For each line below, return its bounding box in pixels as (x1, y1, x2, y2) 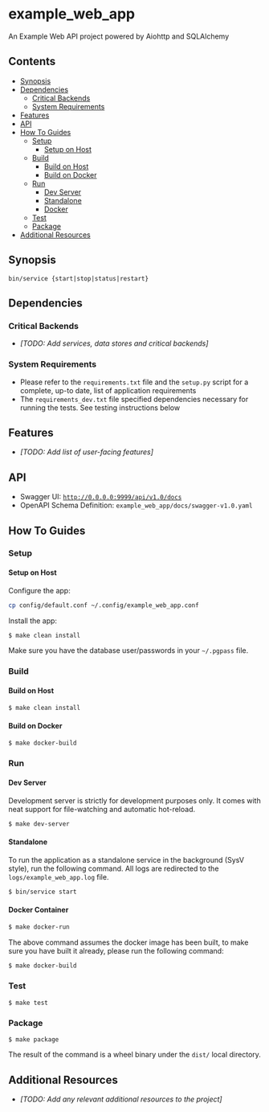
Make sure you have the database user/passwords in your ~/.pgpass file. (8, 646, 249, 655)
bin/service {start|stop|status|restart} (8, 274, 149, 282)
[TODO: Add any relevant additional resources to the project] (19, 1094, 222, 1104)
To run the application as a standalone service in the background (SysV (8, 855, 245, 864)
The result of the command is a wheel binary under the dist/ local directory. (8, 1050, 261, 1060)
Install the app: (8, 616, 58, 626)
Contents (8, 55, 56, 68)
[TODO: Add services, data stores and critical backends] (19, 339, 209, 348)
